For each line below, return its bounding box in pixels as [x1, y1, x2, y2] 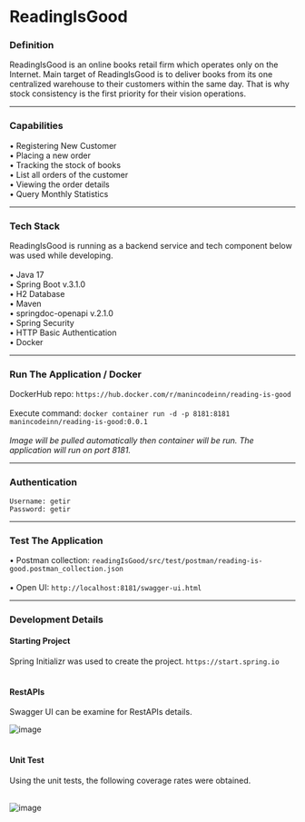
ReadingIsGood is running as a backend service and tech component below [9, 241, 292, 252]
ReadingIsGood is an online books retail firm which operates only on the [9, 59, 279, 70]
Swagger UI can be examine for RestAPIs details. [9, 707, 192, 718]
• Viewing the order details [9, 179, 111, 190]
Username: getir [9, 497, 71, 506]
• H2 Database [9, 289, 65, 300]
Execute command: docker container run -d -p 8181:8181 [9, 408, 231, 419]
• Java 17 [9, 270, 44, 281]
